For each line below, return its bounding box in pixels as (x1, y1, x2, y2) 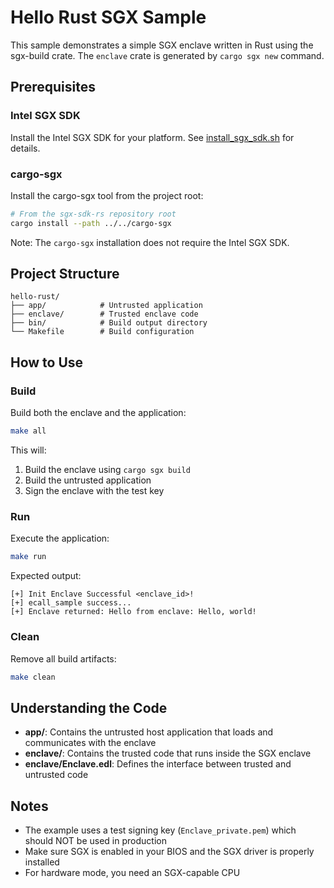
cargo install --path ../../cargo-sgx (10, 218, 172, 228)
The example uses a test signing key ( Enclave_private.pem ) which (24, 824, 297, 836)
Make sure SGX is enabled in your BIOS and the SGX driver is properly (24, 846, 315, 858)
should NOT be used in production (24, 835, 167, 847)
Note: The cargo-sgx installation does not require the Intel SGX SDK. (10, 236, 290, 248)
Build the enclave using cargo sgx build (24, 464, 191, 476)
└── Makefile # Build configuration (10, 327, 195, 337)
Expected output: (10, 570, 82, 582)
